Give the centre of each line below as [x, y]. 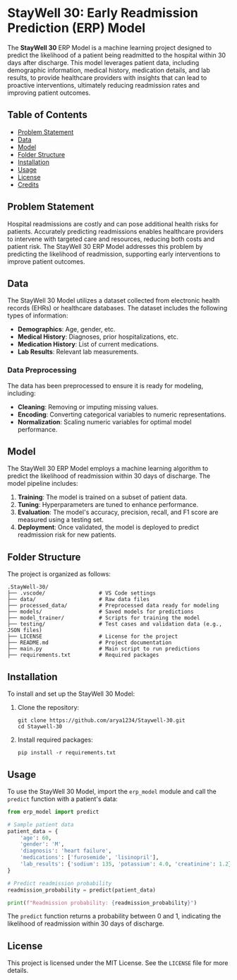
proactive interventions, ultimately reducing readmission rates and [103, 85]
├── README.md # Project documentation [90, 643]
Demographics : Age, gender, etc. [66, 329]
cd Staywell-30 [40, 727]
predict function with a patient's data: [62, 799]
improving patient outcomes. [49, 93]
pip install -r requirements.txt [67, 753]
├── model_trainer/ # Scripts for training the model [104, 618]
